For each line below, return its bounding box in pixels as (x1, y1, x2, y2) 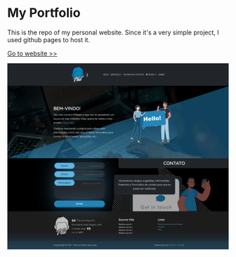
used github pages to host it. (7, 35, 90, 44)
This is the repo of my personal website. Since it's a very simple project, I (7, 28, 219, 37)
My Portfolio (7, 5, 81, 21)
